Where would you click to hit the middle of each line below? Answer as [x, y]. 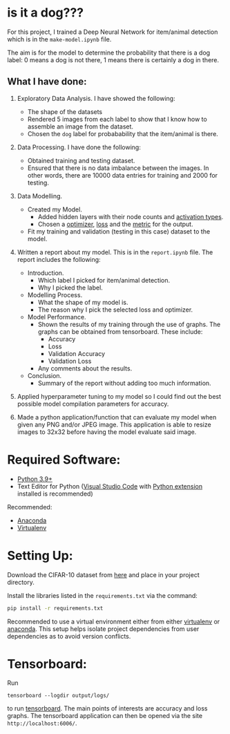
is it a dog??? [46, 13]
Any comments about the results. [85, 368]
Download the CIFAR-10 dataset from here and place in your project [103, 574]
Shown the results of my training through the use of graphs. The [129, 324]
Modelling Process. [55, 294]
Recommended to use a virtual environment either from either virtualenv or [114, 621]
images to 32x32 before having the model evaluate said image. [107, 432]
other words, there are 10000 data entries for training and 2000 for [123, 175]
